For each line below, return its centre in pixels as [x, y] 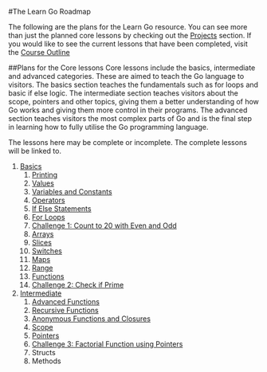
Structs [43, 352]
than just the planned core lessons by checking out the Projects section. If [130, 35]
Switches [47, 251]
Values [43, 183]
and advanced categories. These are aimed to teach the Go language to [126, 76]
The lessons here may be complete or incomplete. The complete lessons [128, 142]
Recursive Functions [65, 310]
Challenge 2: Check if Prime [78, 285]
